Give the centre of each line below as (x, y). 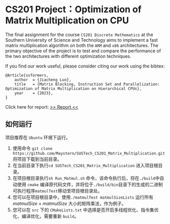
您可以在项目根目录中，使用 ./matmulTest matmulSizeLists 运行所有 (83, 197)
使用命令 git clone (32, 148)
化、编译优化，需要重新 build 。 (46, 216)
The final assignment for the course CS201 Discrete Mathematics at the (79, 35)
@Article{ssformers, (27, 75)
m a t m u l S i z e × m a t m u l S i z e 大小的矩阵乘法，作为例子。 (69, 203)
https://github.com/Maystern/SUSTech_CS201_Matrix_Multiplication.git (89, 153)
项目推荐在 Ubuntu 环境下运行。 (38, 137)
